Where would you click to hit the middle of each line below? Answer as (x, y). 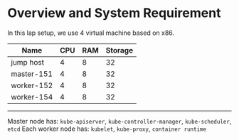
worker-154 (32, 97)
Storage (119, 50)
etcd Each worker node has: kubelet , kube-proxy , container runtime (107, 129)
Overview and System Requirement (114, 13)
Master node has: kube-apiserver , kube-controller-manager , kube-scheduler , (119, 121)
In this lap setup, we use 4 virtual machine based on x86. (91, 33)
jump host (28, 62)
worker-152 (32, 85)
